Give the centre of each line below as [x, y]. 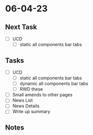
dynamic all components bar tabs [54, 84]
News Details [26, 106]
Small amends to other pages [43, 95]
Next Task [21, 27]
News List [23, 100]
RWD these [31, 89]
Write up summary [31, 112]
